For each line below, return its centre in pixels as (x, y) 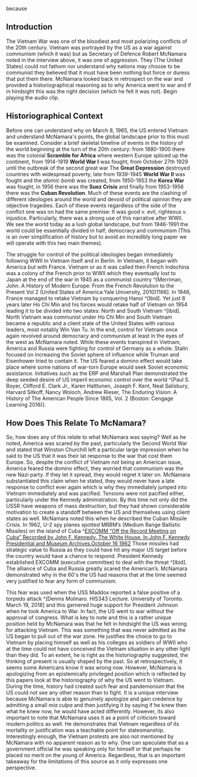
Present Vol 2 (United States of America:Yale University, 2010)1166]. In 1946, (98, 292)
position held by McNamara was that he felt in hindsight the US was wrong (96, 624)
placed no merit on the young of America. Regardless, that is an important (96, 755)
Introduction (29, 27)
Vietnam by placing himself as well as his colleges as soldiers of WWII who (97, 643)
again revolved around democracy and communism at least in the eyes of (95, 336)
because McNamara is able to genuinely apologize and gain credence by (94, 699)
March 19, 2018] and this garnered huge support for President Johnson (92, 605)
